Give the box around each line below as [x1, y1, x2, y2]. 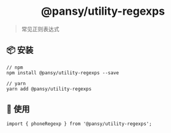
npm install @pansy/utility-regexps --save [6, 69, 120, 76]
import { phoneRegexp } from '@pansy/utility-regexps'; [6, 121, 152, 127]
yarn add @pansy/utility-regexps [6, 86, 92, 92]
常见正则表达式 [21, 25, 59, 32]
